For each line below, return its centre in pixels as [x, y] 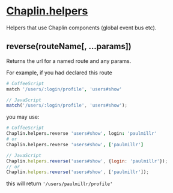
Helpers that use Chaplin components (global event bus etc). [81, 28]
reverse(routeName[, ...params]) [69, 46]
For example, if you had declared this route [59, 73]
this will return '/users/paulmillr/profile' [59, 183]
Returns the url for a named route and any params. [69, 61]
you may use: [23, 117]
